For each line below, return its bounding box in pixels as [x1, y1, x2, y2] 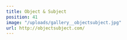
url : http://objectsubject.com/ [6, 25, 85, 31]
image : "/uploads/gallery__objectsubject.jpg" [6, 19, 122, 25]
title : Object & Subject [6, 8, 67, 15]
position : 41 [6, 14, 38, 20]
